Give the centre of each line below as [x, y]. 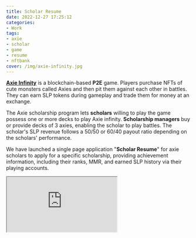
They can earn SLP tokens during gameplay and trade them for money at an [98, 95]
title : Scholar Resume [34, 11]
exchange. [19, 102]
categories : [21, 22]
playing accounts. [28, 168]
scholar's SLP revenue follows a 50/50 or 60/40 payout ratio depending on [97, 132]
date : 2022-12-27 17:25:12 [39, 17]
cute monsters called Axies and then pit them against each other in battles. [97, 89]
